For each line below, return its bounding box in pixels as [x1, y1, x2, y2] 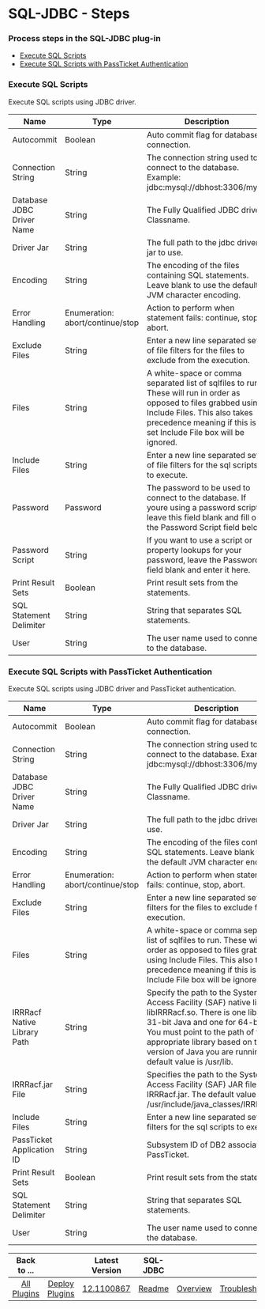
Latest [94, 1255, 119, 1266]
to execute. [146, 469, 188, 480]
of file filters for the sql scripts [146, 460, 259, 471]
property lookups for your [146, 544, 242, 555]
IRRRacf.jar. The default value [146, 1089, 256, 1100]
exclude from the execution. [146, 354, 250, 365]
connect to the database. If [146, 492, 247, 503]
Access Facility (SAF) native [146, 997, 251, 1008]
